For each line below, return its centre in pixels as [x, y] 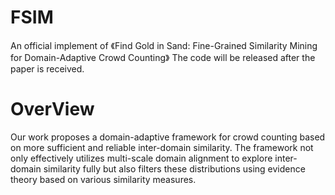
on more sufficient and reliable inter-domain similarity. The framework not [162, 147]
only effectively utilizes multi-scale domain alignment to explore [141, 158]
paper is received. [47, 68]
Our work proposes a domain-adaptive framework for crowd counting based [168, 137]
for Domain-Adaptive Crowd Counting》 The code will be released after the [163, 57]
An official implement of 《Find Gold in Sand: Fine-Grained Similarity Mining [164, 45]
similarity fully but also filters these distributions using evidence [174, 168]
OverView [52, 109]
